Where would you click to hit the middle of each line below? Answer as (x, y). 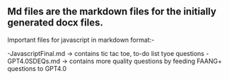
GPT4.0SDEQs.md (34, 61)
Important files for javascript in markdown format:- (81, 40)
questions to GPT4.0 (37, 68)
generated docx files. (55, 23)
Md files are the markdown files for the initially (112, 12)
